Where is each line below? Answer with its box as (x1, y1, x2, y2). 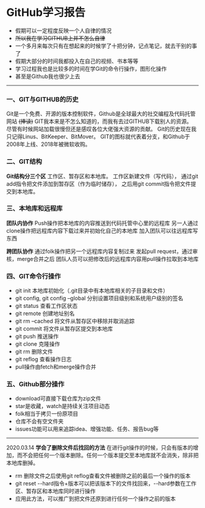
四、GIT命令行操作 (6, 272, 61, 281)
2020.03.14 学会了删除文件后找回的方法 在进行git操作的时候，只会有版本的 (6, 444, 193, 451)
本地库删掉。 (6, 459, 38, 467)
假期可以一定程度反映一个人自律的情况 (15, 27, 112, 34)
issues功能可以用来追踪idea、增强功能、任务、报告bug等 (15, 425, 159, 433)
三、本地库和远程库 (6, 204, 63, 213)
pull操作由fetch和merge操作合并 (15, 363, 96, 371)
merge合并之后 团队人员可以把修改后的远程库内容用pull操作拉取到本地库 (16, 255, 199, 262)
